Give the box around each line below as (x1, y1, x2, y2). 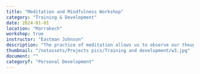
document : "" (6, 53, 39, 59)
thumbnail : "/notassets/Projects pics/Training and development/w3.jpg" (6, 48, 190, 54)
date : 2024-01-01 (6, 20, 49, 26)
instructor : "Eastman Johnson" (6, 36, 84, 42)
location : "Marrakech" (6, 25, 62, 32)
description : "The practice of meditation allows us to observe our (6, 42, 180, 48)
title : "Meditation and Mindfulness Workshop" (6, 8, 124, 15)
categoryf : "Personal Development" (6, 58, 95, 64)
